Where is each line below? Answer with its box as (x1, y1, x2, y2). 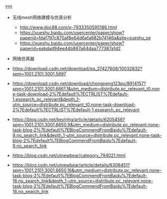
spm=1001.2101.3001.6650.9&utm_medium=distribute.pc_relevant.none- (12, 122, 161, 128)
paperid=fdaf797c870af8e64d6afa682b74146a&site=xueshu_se (19, 35, 151, 41)
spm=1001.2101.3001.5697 (12, 71, 66, 76)
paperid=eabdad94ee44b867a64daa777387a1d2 (19, 46, 121, 51)
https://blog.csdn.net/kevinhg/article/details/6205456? (12, 117, 125, 122)
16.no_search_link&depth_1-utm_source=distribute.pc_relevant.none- (12, 178, 153, 184)
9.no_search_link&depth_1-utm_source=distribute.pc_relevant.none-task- (12, 133, 162, 138)
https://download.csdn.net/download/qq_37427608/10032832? (12, 66, 143, 71)
